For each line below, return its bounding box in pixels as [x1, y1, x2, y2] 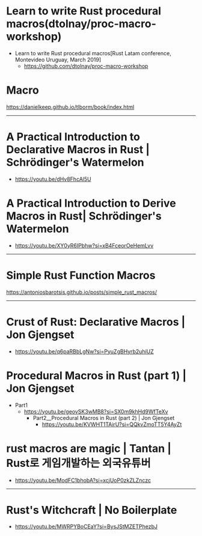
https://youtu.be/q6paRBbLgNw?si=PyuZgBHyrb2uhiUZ [14, 347, 155, 355]
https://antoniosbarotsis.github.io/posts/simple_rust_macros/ [6, 288, 158, 296]
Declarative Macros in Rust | [6, 143, 150, 157]
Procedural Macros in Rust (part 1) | [6, 368, 187, 382]
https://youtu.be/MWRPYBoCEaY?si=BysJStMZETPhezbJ [14, 523, 158, 530]
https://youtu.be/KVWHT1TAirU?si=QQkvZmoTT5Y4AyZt [41, 421, 182, 428]
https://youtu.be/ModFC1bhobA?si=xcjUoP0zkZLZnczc [14, 477, 151, 484]
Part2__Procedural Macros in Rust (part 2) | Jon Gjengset [32, 414, 175, 421]
